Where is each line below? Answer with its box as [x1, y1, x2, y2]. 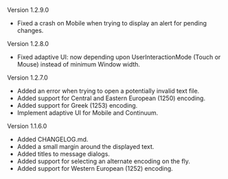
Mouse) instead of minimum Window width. [16, 60, 141, 68]
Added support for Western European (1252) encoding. [16, 165, 173, 172]
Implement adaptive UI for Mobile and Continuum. [16, 109, 159, 117]
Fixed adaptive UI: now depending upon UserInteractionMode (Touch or [16, 53, 221, 61]
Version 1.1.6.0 [7, 122, 47, 130]
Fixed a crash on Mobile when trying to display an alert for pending [16, 19, 207, 27]
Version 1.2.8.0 [7, 40, 49, 47]
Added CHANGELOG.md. [16, 135, 89, 143]
